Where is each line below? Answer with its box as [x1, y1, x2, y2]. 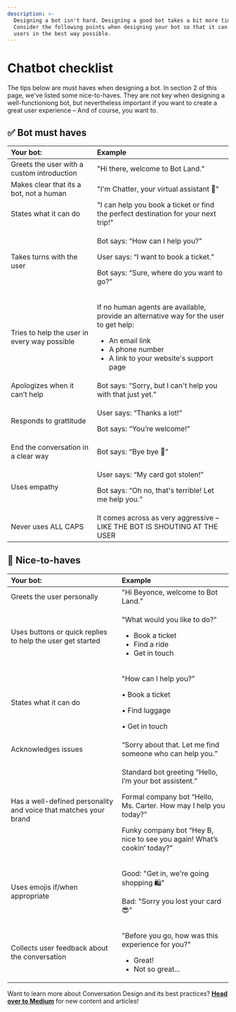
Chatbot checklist [7, 61, 114, 76]
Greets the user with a [11, 159, 84, 169]
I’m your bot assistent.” [122, 776, 198, 786]
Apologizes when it [11, 381, 74, 390]
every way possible [11, 336, 75, 346]
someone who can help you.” [122, 748, 218, 758]
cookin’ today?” [122, 843, 173, 853]
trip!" [97, 218, 114, 227]
